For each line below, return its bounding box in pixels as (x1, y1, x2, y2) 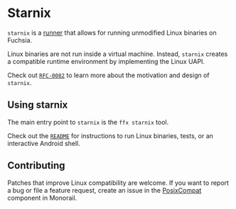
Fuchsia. (7, 35, 33, 44)
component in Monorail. (7, 193, 77, 202)
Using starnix (7, 99, 68, 111)
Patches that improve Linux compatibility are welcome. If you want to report (7, 179, 230, 187)
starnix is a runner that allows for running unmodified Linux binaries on (7, 28, 217, 37)
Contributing (7, 159, 65, 171)
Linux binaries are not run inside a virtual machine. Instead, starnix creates (7, 50, 228, 58)
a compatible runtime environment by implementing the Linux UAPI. (7, 57, 205, 65)
